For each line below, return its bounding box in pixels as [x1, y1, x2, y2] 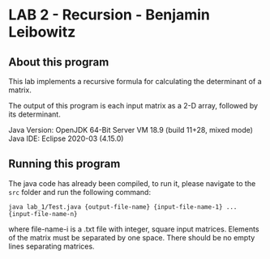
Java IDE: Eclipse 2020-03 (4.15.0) [8, 134, 124, 143]
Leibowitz [8, 23, 76, 41]
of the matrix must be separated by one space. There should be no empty [8, 232, 255, 242]
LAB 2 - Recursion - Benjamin [8, 6, 211, 24]
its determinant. [8, 109, 61, 119]
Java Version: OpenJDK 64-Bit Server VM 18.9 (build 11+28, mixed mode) [8, 125, 254, 134]
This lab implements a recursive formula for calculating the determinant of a [8, 77, 262, 86]
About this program [8, 55, 109, 69]
